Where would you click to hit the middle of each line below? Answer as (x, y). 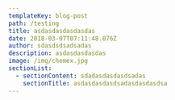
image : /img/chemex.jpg (48, 61)
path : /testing (34, 23)
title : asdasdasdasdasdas (52, 31)
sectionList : (30, 69)
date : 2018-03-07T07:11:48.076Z (62, 38)
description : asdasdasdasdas (57, 53)
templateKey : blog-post (48, 16)
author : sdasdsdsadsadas (50, 46)
